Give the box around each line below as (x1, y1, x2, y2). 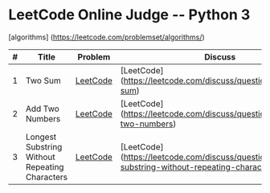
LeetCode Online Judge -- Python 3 (8, 6, 251, 24)
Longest (25, 131, 57, 142)
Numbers (25, 113, 61, 124)
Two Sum (25, 75, 62, 86)
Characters (25, 171, 68, 183)
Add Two (25, 103, 60, 114)
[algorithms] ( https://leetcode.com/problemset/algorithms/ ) (8, 32, 205, 42)
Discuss (204, 51, 236, 62)
